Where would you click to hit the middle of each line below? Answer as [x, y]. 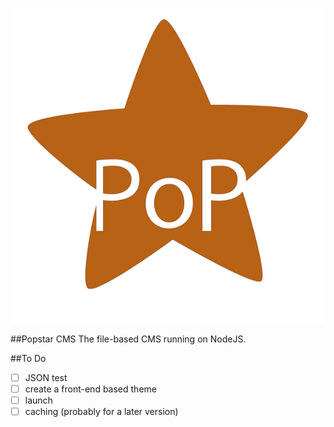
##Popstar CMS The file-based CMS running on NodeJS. [128, 339]
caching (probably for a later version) [101, 412]
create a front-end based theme [90, 389]
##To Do [28, 358]
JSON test [46, 377]
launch [38, 400]
